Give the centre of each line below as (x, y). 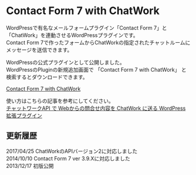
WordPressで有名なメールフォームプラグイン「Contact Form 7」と (87, 28)
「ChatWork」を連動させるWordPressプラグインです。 (72, 35)
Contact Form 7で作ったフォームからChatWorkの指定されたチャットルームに (98, 42)
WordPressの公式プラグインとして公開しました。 (65, 62)
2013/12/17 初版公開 (30, 166)
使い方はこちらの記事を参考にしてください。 (60, 100)
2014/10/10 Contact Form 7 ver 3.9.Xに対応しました (68, 158)
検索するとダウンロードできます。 (47, 77)
